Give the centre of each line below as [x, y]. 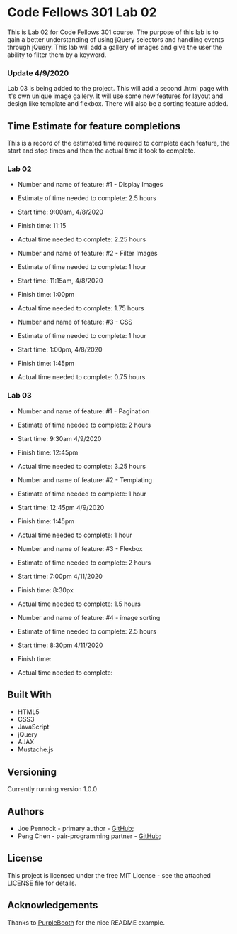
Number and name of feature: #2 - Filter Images [87, 254]
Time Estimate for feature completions [94, 126]
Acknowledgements [53, 905]
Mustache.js [35, 749]
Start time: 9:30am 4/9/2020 [59, 438]
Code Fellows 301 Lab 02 [82, 12]
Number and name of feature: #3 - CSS [75, 322]
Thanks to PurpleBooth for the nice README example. [86, 922]
